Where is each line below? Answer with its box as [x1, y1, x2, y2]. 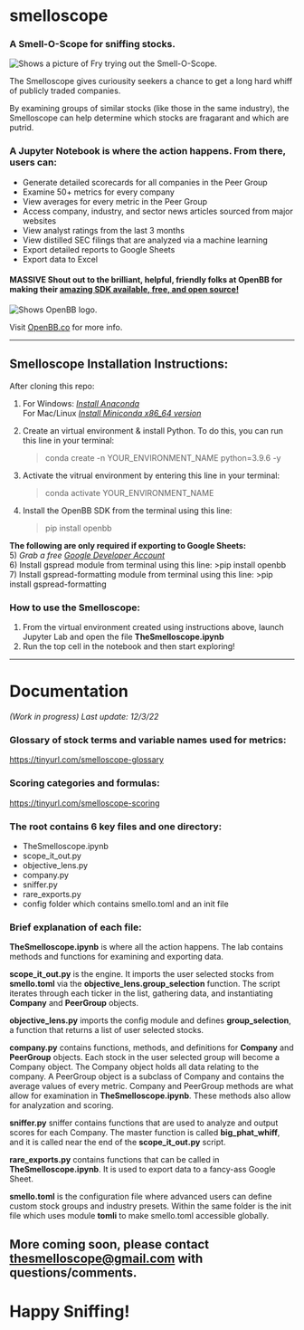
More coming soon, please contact [9, 1237, 210, 1252]
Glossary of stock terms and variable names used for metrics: [9, 733, 287, 746]
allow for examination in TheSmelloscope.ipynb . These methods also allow [9, 1090, 291, 1101]
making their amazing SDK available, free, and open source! [9, 284, 240, 295]
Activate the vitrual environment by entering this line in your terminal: [22, 470, 280, 481]
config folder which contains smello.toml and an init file [22, 898, 229, 909]
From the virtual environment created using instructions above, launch [22, 622, 285, 633]
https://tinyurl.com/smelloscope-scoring [9, 798, 160, 809]
